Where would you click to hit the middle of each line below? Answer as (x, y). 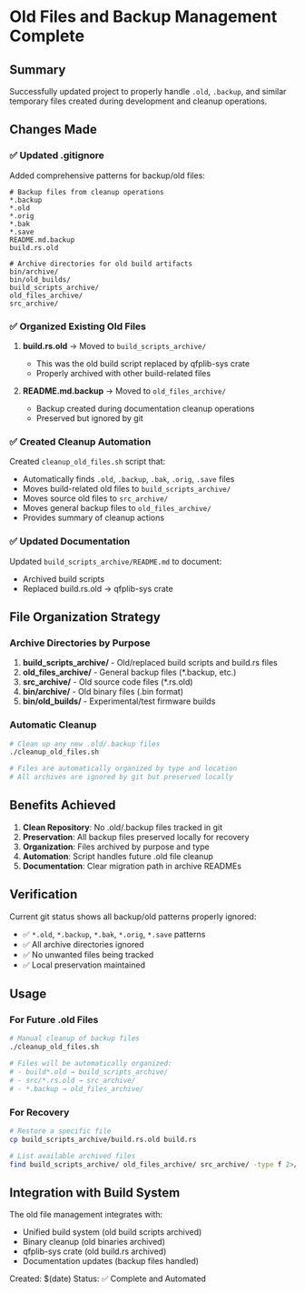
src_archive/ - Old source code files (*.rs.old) (108, 682)
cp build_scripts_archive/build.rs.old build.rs (103, 1139)
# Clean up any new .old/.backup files (85, 744)
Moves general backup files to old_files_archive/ (117, 508)
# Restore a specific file (60, 1131)
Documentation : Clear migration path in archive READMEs (132, 866)
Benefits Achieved (63, 805)
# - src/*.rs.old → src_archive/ (73, 1080)
